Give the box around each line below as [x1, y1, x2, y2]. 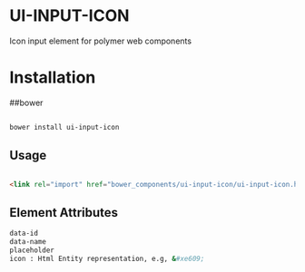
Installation [9, 67, 96, 88]
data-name [9, 238, 47, 247]
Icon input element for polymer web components [9, 35, 192, 46]
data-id [9, 228, 39, 238]
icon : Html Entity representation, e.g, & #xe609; [9, 254, 205, 263]
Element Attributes [9, 205, 119, 220]
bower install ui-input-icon [9, 122, 120, 131]
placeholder [9, 246, 54, 255]
